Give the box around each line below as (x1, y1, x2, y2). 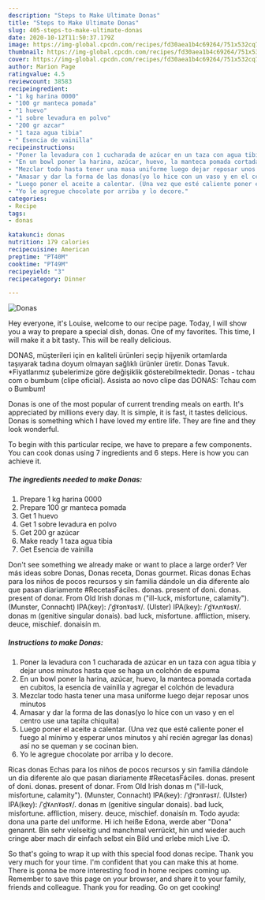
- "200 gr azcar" (8, 121, 65, 129)
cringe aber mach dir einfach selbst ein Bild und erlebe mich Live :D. (8, 834, 230, 843)
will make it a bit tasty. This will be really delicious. (8, 336, 172, 345)
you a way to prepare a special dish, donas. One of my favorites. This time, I (8, 327, 255, 337)
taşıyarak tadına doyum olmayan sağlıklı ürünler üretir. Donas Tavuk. (8, 359, 230, 369)
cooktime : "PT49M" (8, 260, 69, 268)
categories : (8, 195, 47, 203)
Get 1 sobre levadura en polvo (19, 519, 117, 529)
